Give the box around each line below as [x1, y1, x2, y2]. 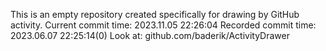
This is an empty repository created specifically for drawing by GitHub [10, 9, 300, 20]
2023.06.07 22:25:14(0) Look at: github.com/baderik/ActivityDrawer [10, 30, 290, 41]
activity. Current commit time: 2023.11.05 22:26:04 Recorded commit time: [10, 19, 317, 31]
